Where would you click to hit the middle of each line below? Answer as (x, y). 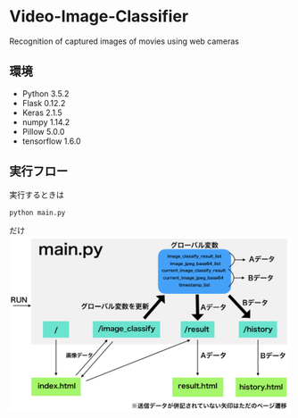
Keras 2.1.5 (42, 113)
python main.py (37, 213)
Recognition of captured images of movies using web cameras (124, 41)
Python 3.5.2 (46, 93)
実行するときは (37, 195)
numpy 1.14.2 (46, 121)
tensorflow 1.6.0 (52, 141)
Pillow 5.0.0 (43, 131)
